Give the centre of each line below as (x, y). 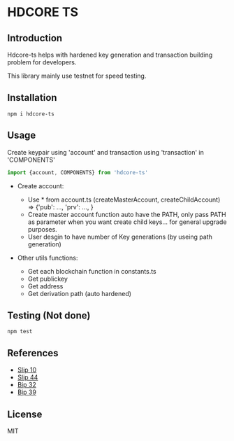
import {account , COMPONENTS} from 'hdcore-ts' (78, 172)
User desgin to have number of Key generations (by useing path (120, 237)
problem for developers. (42, 62)
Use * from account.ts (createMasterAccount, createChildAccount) (124, 199)
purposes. (42, 229)
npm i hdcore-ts (31, 114)
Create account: (41, 185)
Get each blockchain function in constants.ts (92, 271)
